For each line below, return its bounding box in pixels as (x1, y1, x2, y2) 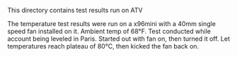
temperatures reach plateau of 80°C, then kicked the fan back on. (7, 42, 200, 50)
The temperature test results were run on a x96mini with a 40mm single (7, 20, 216, 27)
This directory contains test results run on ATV (7, 6, 143, 14)
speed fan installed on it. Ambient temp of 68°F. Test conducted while (7, 27, 211, 35)
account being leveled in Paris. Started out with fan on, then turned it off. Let (7, 34, 230, 43)
